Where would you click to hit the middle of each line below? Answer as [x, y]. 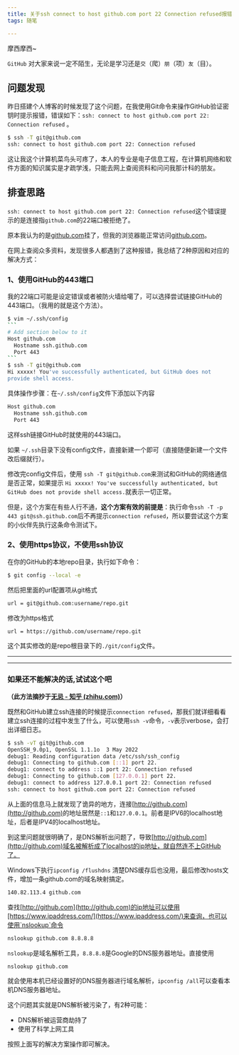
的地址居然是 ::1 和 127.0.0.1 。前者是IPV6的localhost [140, 813]
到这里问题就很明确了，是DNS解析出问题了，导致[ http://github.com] [107, 837]
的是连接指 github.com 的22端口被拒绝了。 [74, 220]
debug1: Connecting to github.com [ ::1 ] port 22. [83, 763]
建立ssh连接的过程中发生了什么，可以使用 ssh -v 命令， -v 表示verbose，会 [115, 720]
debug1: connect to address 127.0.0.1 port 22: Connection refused [110, 783]
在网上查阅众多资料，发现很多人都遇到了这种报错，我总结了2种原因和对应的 [118, 250]
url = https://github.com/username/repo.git [74, 631]
